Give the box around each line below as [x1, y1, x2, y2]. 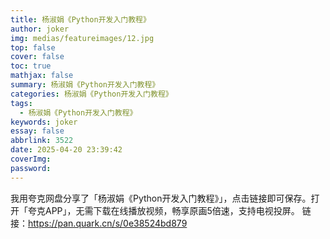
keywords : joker [10, 117, 78, 127]
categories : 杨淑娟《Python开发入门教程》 [10, 89, 173, 99]
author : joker [10, 24, 70, 34]
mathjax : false [10, 71, 74, 81]
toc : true [10, 61, 52, 71]
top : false [10, 42, 56, 53]
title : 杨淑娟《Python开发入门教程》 [10, 14, 151, 25]
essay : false [10, 126, 65, 136]
